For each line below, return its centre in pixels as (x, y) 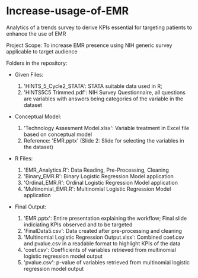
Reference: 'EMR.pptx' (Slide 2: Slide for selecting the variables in (104, 140)
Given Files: (29, 74)
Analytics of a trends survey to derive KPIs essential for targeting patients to (99, 27)
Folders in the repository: (37, 63)
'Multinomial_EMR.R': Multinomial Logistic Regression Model (97, 189)
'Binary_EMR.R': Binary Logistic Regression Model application (98, 176)
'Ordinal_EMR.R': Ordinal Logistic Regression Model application (100, 182)
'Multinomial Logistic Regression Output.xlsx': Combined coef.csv (104, 237)
